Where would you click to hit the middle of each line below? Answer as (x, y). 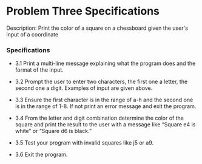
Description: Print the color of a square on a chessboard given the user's (97, 28)
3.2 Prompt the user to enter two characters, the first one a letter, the (101, 82)
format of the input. (39, 70)
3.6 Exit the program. (41, 155)
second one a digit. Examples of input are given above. (84, 88)
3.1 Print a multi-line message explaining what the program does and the (105, 63)
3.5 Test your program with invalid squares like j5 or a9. (84, 143)
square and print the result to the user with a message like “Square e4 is (105, 125)
